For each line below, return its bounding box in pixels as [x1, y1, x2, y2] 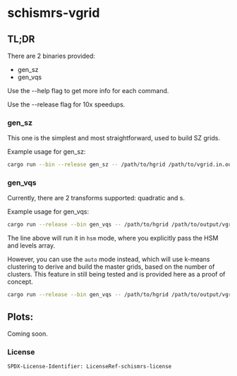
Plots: [7, 310, 34, 322]
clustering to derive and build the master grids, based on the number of [7, 262, 215, 271]
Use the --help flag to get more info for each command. [7, 87, 169, 95]
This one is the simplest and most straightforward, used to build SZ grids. [7, 134, 221, 142]
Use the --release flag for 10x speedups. [7, 100, 126, 109]
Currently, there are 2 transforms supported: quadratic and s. [7, 194, 186, 202]
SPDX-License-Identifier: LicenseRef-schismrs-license [7, 363, 172, 370]
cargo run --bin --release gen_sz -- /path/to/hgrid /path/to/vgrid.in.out [7, 161, 235, 169]
